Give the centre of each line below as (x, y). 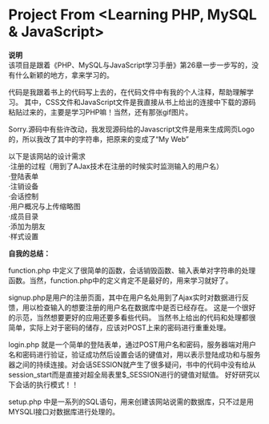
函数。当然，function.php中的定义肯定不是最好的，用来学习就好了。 (120, 280)
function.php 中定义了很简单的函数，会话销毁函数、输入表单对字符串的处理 (132, 270)
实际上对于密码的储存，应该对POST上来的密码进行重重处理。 (130, 327)
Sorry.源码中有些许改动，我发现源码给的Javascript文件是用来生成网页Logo (131, 129)
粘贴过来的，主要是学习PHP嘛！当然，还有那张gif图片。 (100, 112)
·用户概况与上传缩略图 (45, 206)
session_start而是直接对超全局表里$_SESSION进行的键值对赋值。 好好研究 (131, 374)
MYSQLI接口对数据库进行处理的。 (64, 411)
